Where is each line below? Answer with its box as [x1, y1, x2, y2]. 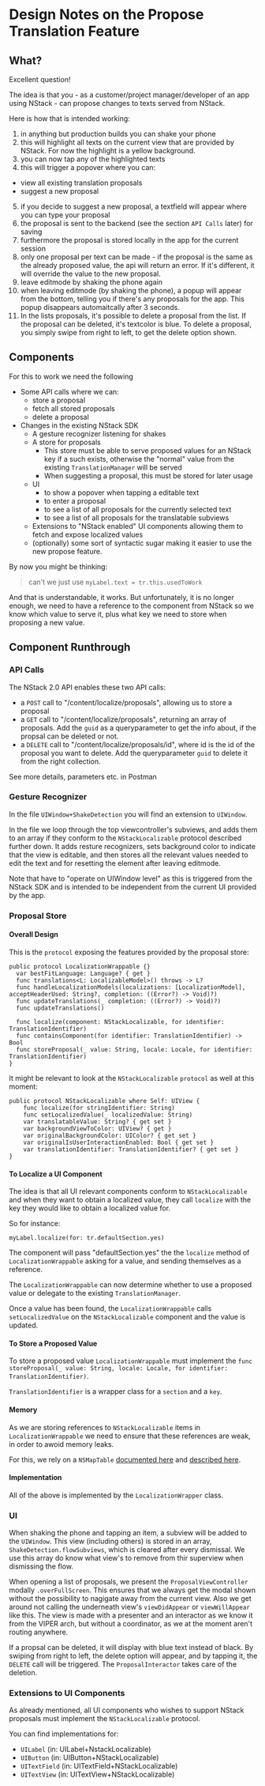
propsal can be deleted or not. [20, 731, 119, 741]
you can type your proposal [20, 210, 110, 219]
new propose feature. [32, 546, 103, 556]
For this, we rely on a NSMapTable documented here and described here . [9, 1455, 241, 1464]
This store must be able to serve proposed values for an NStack [43, 445, 252, 455]
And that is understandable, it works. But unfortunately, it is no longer [9, 592, 235, 602]
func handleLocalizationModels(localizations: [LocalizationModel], [16, 983, 246, 991]
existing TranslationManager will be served [43, 463, 182, 472]
